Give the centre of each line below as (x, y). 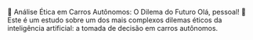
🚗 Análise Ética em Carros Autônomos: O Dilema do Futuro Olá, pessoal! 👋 (127, 12)
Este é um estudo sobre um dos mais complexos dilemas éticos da (115, 20)
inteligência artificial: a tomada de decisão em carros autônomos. (113, 28)
